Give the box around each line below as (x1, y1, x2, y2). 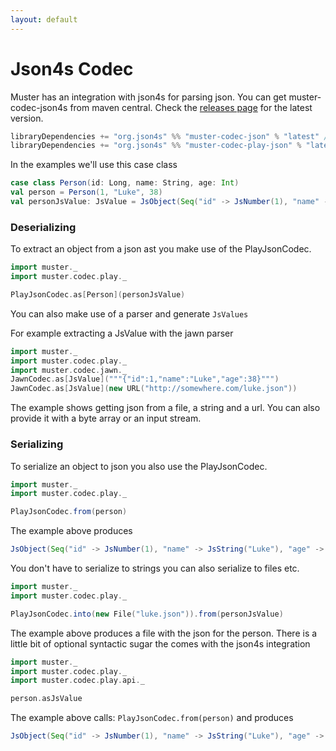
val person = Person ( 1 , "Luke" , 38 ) (10, 187, 163, 198)
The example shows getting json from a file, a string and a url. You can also (10, 402, 321, 414)
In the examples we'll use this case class (10, 159, 178, 171)
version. (10, 112, 44, 124)
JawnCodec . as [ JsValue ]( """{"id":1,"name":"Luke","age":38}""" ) (10, 374, 280, 385)
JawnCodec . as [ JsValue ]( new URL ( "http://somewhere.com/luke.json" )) (10, 384, 298, 394)
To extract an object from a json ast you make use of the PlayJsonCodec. (10, 243, 312, 255)
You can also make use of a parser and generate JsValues (10, 307, 249, 320)
